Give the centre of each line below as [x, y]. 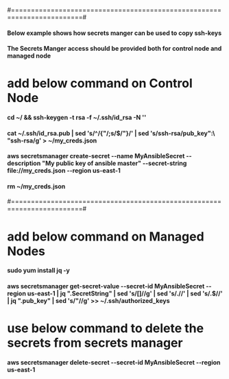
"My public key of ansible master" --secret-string [114, 163]
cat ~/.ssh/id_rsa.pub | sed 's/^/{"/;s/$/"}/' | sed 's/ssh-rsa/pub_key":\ [111, 133]
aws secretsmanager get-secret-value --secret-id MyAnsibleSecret [106, 286]
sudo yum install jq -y [39, 271]
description [24, 163]
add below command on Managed [106, 236]
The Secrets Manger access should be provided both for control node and [114, 49]
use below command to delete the [106, 328]
